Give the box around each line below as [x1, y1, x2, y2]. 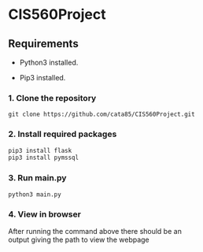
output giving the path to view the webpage [8, 235, 149, 244]
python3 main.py [8, 191, 61, 198]
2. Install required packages [8, 128, 117, 139]
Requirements [8, 37, 79, 50]
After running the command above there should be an [8, 226, 183, 235]
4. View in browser [8, 209, 81, 220]
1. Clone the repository [8, 92, 97, 103]
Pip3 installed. [19, 73, 66, 82]
